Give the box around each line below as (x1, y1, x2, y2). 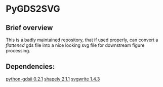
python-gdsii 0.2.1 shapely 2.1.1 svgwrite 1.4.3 (6, 76, 100, 82)
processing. (6, 48, 31, 53)
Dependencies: (6, 62, 55, 71)
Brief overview (6, 23, 53, 32)
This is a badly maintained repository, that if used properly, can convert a (6, 37, 158, 43)
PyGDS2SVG (6, 3, 60, 15)
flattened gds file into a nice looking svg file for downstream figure (6, 42, 145, 48)
